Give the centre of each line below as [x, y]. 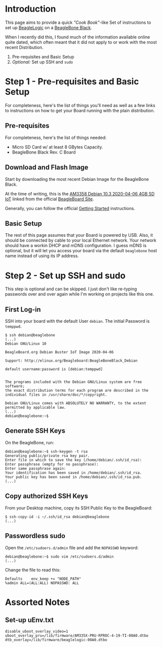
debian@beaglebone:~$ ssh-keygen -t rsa [47, 451]
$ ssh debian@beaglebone [30, 335]
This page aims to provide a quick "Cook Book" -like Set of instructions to [78, 22]
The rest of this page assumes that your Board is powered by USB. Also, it [79, 235]
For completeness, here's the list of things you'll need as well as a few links [80, 105]
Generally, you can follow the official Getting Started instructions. [70, 208]
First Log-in [23, 309]
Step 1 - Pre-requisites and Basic [72, 82]
